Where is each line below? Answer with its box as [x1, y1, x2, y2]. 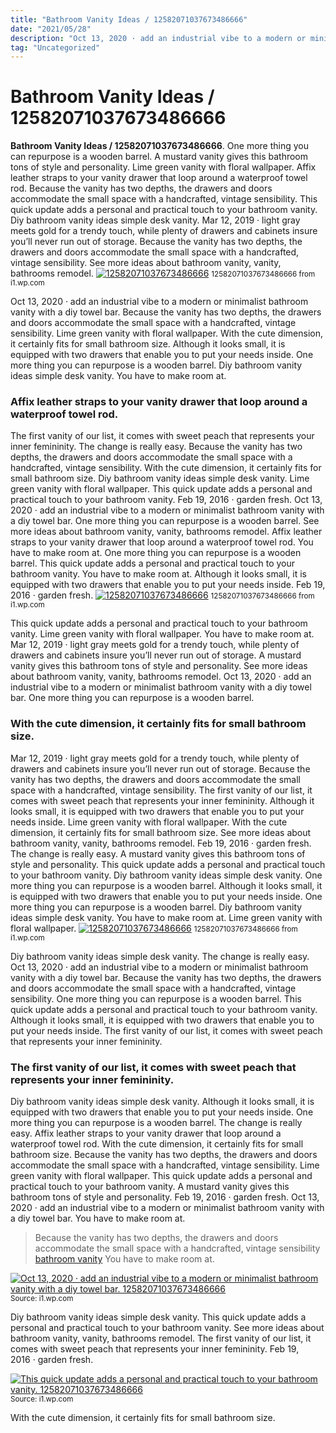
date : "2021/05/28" [10, 24, 92, 34]
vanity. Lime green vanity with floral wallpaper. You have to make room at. [10, 628, 315, 640]
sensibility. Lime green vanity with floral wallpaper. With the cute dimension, [10, 327, 323, 340]
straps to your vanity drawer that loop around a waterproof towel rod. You [10, 536, 314, 548]
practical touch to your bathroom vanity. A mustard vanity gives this [10, 1181, 290, 1193]
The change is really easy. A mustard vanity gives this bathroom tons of [10, 847, 306, 860]
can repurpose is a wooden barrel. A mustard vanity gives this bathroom [10, 151, 308, 163]
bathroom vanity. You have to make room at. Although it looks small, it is [10, 568, 307, 580]
